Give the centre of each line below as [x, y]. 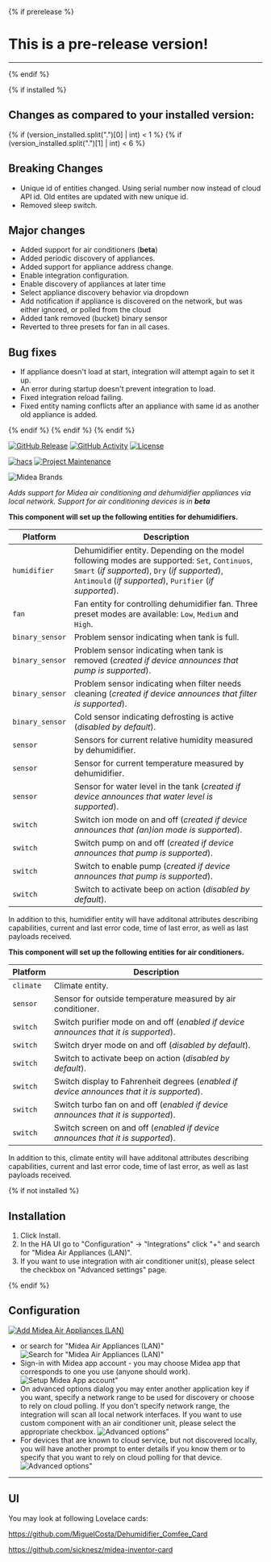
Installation [37, 1216]
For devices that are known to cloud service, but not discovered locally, [139, 1440]
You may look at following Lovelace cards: [78, 1518]
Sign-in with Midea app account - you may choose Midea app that [130, 1363]
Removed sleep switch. [59, 205]
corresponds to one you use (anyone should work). [105, 1372]
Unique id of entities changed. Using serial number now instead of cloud [140, 188]
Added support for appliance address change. [96, 267]
